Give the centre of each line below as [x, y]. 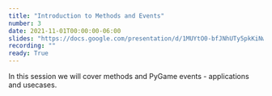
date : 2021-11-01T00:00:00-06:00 [65, 31]
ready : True [28, 53]
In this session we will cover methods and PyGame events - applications [129, 76]
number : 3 [25, 23]
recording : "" [32, 46]
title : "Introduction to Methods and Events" [86, 16]
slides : [21, 38]
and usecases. [33, 85]
